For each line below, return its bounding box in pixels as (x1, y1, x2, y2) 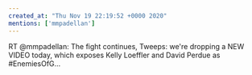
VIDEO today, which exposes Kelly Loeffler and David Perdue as (8, 50, 221, 60)
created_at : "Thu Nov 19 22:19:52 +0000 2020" (8, 11, 167, 20)
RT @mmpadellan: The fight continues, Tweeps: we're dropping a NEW (8, 41, 245, 51)
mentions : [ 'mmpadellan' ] (8, 19, 95, 27)
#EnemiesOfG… (8, 58, 61, 69)
